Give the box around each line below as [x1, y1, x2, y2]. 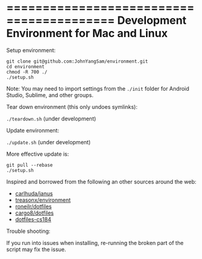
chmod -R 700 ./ [6, 69, 47, 75]
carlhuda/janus [15, 190, 53, 197]
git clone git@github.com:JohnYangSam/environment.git [6, 58, 148, 64]
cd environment [6, 63, 45, 70]
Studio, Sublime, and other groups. [6, 91, 94, 98]
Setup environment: [6, 46, 56, 54]
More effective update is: [6, 150, 69, 157]
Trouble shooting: [6, 227, 50, 235]
